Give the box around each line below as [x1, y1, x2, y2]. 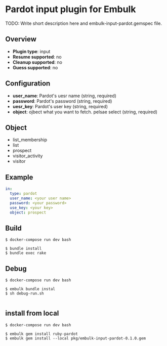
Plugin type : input [12, 48, 51, 54]
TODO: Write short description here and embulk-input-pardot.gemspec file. [5, 20, 162, 26]
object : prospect [10, 210, 47, 215]
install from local [5, 309, 59, 318]
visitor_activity [12, 153, 43, 159]
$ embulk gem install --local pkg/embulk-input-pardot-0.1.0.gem [5, 335, 146, 341]
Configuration [5, 79, 51, 88]
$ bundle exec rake [5, 250, 47, 256]
